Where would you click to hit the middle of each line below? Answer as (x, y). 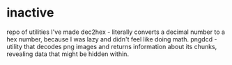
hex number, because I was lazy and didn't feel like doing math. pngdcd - (112, 39)
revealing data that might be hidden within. (68, 54)
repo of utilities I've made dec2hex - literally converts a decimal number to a (116, 32)
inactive (30, 13)
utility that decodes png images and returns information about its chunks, (112, 46)
